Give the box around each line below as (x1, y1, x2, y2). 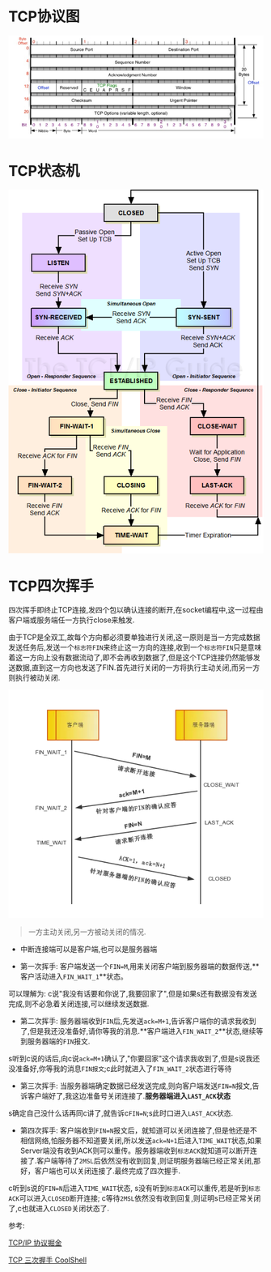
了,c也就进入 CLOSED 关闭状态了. (8, 1203, 110, 1213)
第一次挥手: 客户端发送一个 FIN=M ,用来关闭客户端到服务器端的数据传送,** (19, 961, 260, 971)
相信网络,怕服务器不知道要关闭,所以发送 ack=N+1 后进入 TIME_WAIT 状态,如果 (19, 1135, 262, 1145)
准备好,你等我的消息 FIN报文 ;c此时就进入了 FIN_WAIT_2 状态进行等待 (15, 1063, 232, 1074)
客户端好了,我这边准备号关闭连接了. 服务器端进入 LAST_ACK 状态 (27, 1091, 231, 1100)
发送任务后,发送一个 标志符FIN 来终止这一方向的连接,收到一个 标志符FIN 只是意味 (8, 642, 262, 652)
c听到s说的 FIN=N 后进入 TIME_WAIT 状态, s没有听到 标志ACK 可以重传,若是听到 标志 (8, 1183, 261, 1193)
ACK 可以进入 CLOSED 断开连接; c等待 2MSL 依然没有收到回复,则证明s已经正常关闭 (8, 1193, 261, 1203)
